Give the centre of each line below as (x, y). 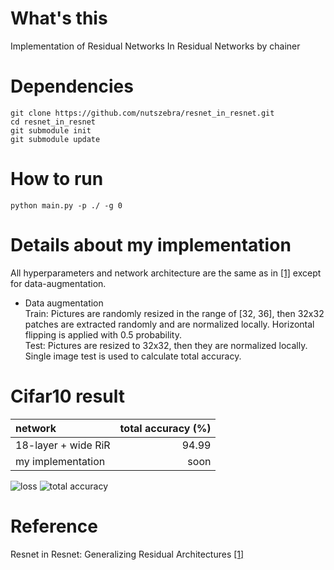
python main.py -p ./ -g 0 (66, 205)
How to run (57, 179)
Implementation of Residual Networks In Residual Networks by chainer (155, 46)
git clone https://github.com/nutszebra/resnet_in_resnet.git (142, 113)
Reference (54, 526)
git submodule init (51, 130)
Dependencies (72, 86)
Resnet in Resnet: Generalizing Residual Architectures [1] (127, 554)
